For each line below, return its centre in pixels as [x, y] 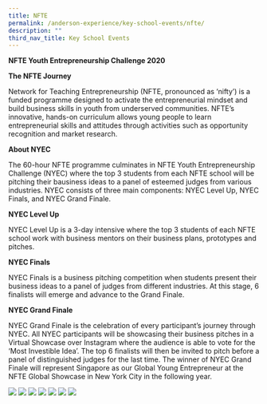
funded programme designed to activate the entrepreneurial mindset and [128, 100]
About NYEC [29, 149]
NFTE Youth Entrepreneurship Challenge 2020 [87, 61]
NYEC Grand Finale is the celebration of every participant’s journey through [132, 326]
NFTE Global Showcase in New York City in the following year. [110, 377]
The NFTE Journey [40, 76]
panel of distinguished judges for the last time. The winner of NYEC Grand [130, 359]
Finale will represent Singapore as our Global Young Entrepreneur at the [126, 368]
